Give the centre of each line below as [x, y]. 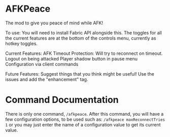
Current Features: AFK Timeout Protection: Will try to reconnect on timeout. [84, 53]
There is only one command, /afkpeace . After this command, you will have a [84, 114]
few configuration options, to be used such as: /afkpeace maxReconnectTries [85, 119]
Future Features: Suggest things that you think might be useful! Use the [80, 74]
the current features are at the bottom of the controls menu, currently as [81, 38]
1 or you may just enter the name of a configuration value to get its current [83, 124]
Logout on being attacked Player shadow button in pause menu [72, 58]
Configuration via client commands [42, 64]
